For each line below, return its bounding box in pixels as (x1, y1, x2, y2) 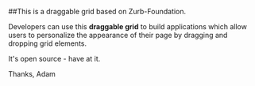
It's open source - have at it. (8, 54, 101, 63)
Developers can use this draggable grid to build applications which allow (8, 22, 248, 31)
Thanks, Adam (8, 69, 56, 78)
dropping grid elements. (8, 39, 87, 48)
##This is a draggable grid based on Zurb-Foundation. (8, 7, 187, 16)
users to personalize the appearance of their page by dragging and (8, 31, 228, 39)
